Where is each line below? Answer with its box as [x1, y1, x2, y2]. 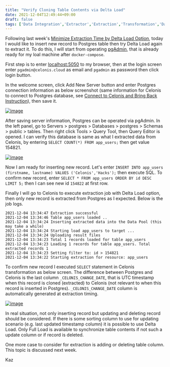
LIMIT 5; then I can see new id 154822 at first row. [5, 180, 109, 186]
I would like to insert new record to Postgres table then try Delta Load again [5, 41, 163, 47]
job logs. [5, 201, 24, 207]
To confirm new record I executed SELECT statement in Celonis [5, 264, 135, 270]
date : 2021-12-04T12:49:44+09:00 [5, 12, 76, 17]
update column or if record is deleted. [5, 332, 84, 338]
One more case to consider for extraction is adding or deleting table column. [5, 342, 164, 348]
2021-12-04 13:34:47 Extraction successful [5, 211, 99, 216]
